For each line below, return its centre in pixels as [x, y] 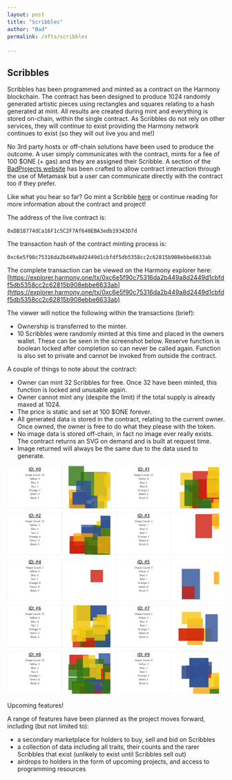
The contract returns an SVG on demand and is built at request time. [114, 441]
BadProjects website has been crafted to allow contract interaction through [114, 169]
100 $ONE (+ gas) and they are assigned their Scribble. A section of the [109, 161]
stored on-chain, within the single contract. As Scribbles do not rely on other [116, 118]
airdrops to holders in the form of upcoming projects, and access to [113, 762]
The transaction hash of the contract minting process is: [87, 244]
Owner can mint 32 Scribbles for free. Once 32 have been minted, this [117, 382]
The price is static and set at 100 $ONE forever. [84, 412]
